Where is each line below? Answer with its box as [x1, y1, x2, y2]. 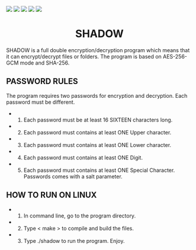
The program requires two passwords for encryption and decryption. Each [6, 92, 188, 99]
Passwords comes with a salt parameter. [23, 172, 123, 180]
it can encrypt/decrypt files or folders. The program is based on [6, 53, 162, 60]
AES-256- [162, 53, 188, 60]
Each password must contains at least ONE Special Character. [23, 166, 175, 174]
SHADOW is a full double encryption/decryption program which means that [6, 46, 190, 53]
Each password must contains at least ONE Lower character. [23, 141, 172, 148]
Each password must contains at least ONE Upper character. [23, 129, 172, 136]
